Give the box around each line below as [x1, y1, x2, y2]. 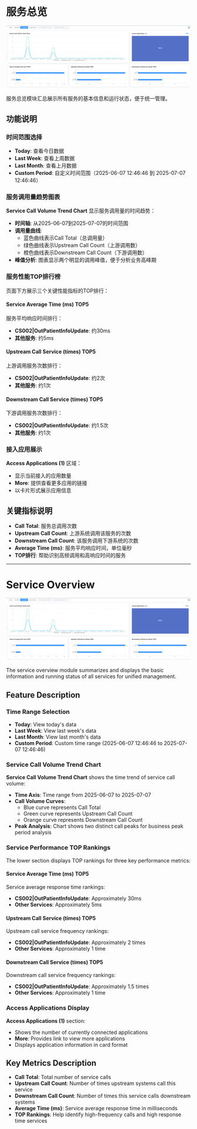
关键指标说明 [6, 505, 53, 515]
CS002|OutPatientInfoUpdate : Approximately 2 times [14, 939, 146, 946]
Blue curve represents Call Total [23, 804, 101, 811]
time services [14, 1117, 47, 1124]
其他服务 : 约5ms [14, 334, 54, 341]
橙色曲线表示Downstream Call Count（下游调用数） [23, 249, 148, 256]
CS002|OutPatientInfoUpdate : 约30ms [14, 327, 111, 334]
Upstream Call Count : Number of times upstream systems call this [14, 1080, 176, 1087]
